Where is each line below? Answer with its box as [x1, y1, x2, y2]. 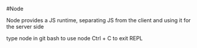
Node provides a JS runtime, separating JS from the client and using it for [6, 17, 191, 23]
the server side [6, 23, 44, 30]
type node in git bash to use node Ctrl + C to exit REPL [6, 35, 143, 41]
